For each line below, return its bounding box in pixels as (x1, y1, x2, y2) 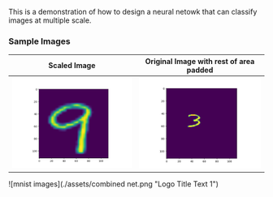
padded (186, 65, 214, 75)
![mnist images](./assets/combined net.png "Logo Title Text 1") (8, 178, 219, 189)
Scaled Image (48, 61, 96, 71)
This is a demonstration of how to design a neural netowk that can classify (8, 7, 258, 16)
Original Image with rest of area (145, 56, 255, 66)
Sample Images (8, 36, 71, 47)
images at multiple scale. (8, 15, 92, 25)
